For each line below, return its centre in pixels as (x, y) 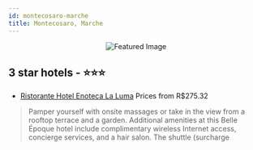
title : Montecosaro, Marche (56, 23)
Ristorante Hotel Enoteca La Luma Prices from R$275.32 (114, 96)
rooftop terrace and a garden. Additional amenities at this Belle (133, 120)
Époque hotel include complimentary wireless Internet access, (132, 129)
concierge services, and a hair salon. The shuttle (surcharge (129, 137)
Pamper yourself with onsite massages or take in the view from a (137, 112)
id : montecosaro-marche (49, 16)
